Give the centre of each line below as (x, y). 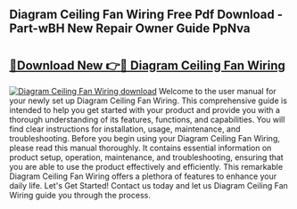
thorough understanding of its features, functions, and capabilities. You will (147, 120)
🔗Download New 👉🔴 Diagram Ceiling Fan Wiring (147, 65)
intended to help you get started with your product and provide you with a (145, 110)
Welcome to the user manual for (218, 91)
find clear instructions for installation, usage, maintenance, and (125, 129)
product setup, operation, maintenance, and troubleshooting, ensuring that (146, 157)
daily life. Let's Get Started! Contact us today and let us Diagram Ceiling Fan (148, 185)
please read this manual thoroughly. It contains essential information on (140, 148)
